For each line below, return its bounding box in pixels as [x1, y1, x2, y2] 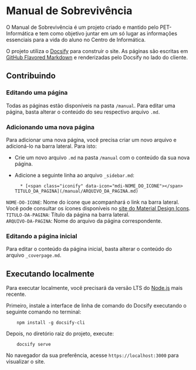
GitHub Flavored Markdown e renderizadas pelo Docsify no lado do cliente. [6, 54, 188, 61]
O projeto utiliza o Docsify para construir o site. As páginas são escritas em [6, 47, 188, 54]
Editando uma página [6, 88, 68, 97]
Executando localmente [6, 269, 95, 279]
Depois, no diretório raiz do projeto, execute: [6, 330, 114, 337]
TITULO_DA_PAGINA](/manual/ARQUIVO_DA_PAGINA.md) [14, 188, 139, 194]
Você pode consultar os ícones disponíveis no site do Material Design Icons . [6, 204, 191, 212]
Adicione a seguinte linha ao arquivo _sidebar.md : [14, 171, 135, 179]
